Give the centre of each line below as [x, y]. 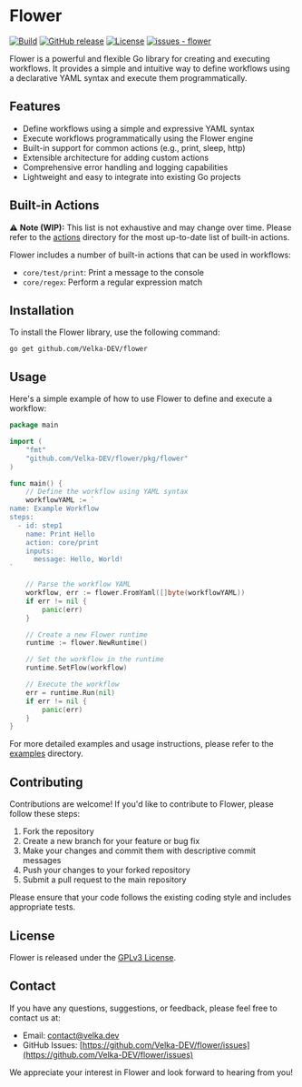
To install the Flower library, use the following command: [115, 332]
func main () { [36, 483]
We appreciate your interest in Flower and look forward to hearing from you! [151, 1072]
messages [42, 861]
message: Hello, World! [78, 559]
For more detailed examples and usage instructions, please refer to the [141, 744]
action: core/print [63, 542]
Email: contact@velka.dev [71, 1035]
